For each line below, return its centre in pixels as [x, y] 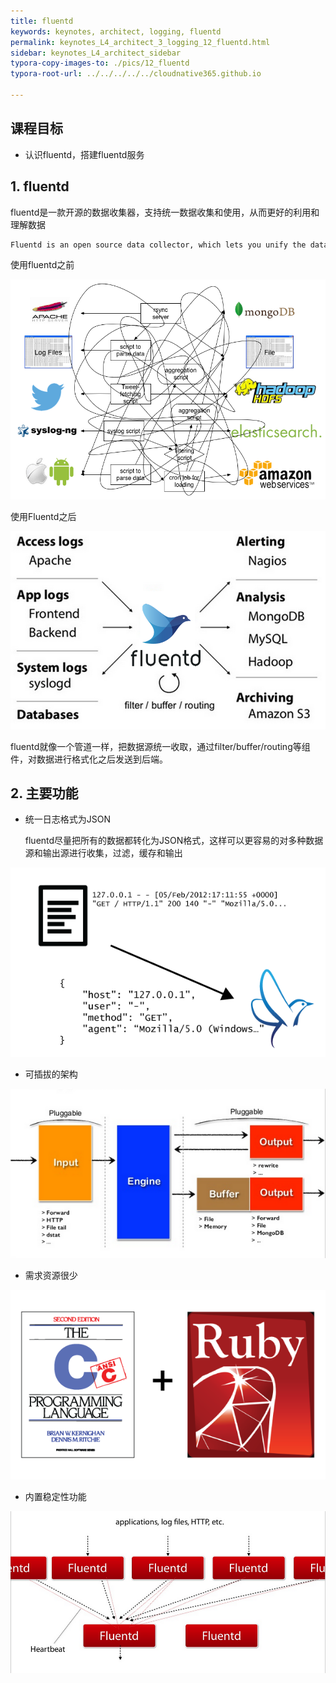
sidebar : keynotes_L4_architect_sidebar [96, 53]
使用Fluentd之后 [43, 517]
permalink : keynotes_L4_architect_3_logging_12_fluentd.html [140, 42]
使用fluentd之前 [42, 265]
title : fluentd [42, 21]
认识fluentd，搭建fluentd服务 [84, 154]
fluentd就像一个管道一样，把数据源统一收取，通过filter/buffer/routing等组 [160, 746]
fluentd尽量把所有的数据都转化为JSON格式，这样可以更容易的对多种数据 [174, 841]
